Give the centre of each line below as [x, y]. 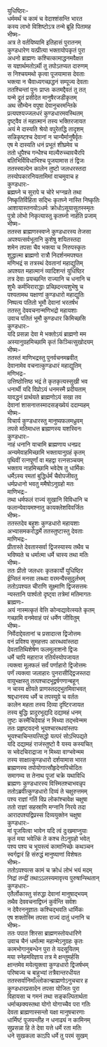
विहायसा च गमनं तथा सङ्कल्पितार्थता [48, 996]
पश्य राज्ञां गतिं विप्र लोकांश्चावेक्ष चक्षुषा [48, 799]
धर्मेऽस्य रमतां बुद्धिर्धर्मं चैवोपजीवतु [43, 476]
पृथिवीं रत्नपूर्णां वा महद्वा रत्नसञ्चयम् [45, 460]
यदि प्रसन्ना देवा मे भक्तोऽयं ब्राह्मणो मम [47, 334]
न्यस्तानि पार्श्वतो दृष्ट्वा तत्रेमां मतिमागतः [50, 594]
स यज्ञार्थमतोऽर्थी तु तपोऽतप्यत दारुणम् [48, 66]
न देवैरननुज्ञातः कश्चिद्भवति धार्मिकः [45, 910]
